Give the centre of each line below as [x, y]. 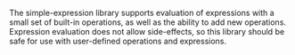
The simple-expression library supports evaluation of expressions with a [142, 13]
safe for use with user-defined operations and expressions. [118, 41]
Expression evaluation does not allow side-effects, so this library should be [147, 31]
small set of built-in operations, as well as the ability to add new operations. [148, 22]
